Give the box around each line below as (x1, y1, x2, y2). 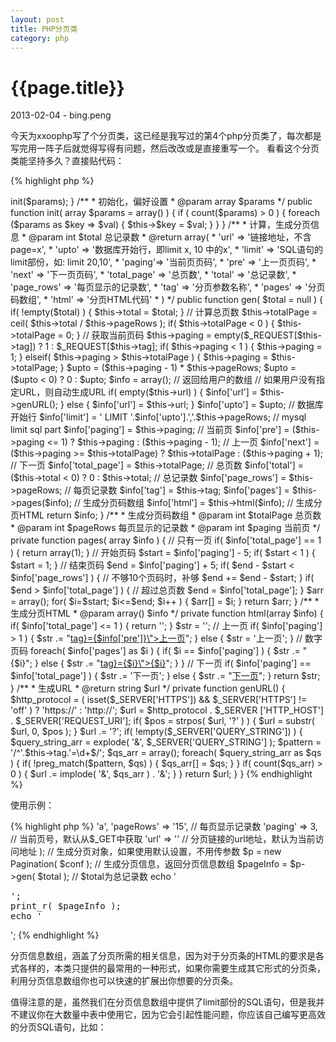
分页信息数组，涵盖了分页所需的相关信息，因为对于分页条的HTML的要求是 (10, 950, 317, 962)
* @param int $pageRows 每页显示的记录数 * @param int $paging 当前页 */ (10, 522, 321, 534)
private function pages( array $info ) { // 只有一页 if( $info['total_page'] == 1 (10, 534, 322, 546)
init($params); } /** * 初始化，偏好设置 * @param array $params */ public (10, 196, 313, 208)
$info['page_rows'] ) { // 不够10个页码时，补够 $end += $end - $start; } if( (10, 572, 315, 584)
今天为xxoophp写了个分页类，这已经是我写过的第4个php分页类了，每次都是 (10, 130, 322, 142)
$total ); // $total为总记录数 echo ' (37, 871, 177, 883)
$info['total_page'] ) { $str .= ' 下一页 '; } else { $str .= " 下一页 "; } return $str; (10, 670, 321, 682)
